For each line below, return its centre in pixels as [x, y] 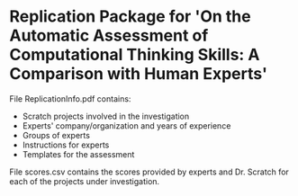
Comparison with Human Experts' [139, 74]
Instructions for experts [66, 145]
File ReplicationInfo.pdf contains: [70, 98]
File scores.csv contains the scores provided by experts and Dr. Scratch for [149, 172]
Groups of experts [56, 135]
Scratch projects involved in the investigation [106, 116]
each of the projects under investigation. [85, 181]
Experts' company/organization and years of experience [126, 125]
